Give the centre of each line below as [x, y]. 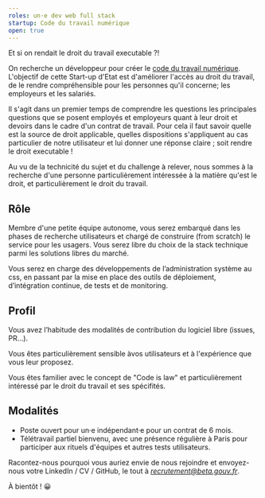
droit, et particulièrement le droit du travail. [78, 184]
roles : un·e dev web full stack [62, 16]
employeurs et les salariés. [52, 94]
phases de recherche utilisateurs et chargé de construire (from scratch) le [129, 236]
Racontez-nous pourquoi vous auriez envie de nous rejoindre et [113, 462]
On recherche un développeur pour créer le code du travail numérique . [125, 68]
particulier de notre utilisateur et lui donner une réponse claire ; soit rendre [130, 143]
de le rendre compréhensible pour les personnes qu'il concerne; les [119, 85]
